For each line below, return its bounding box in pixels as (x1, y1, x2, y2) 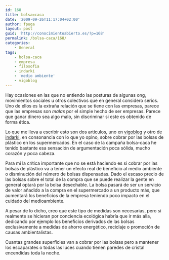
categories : (5, 41, 30, 46)
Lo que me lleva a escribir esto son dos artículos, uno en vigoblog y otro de (5, 129, 162, 135)
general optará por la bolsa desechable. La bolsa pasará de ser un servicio (5, 181, 161, 188)
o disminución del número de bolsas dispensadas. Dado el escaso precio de (5, 171, 164, 177)
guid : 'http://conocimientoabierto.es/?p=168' (5, 31, 105, 36)
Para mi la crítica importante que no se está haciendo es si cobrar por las (5, 160, 158, 166)
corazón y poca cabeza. (5, 150, 56, 156)
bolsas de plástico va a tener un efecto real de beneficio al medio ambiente (5, 165, 162, 171)
